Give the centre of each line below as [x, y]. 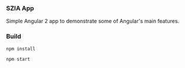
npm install [21, 48]
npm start [18, 59]
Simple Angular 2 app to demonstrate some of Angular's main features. [93, 21]
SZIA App [20, 8]
